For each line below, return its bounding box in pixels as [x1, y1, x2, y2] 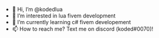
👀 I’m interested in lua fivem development [12, 12, 116, 19]
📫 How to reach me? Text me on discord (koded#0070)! [12, 25, 154, 33]
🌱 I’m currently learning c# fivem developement [12, 19, 132, 25]
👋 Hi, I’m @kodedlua [12, 6, 63, 13]
